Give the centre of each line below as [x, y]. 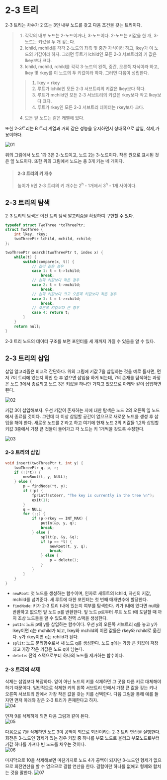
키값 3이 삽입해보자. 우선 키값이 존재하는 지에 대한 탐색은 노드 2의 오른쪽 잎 [78, 410]
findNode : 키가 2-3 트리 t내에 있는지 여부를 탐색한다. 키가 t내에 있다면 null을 [86, 606]
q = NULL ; [33, 509]
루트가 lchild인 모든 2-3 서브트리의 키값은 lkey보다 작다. [91, 88]
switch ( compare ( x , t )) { [49, 261]
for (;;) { [34, 514]
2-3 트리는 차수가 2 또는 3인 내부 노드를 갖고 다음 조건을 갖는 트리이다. [74, 25]
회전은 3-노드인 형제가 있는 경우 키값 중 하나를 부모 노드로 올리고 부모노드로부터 [83, 738]
